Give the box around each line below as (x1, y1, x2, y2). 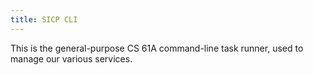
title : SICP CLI (10, 14, 78, 25)
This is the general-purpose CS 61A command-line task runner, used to (10, 42, 304, 54)
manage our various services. (10, 52, 133, 65)
